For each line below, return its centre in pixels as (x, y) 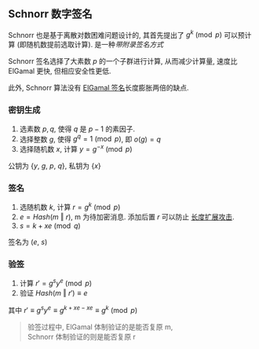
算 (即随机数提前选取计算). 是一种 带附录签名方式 (86, 45)
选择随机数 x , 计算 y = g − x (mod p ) (76, 149)
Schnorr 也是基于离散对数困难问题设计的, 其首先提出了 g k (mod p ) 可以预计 (130, 34)
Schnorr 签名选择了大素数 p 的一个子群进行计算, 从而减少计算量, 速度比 (123, 61)
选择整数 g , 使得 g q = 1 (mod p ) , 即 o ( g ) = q (90, 138)
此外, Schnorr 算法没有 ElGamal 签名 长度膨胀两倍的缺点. (99, 88)
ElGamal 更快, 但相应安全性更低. (60, 71)
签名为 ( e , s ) (28, 242)
